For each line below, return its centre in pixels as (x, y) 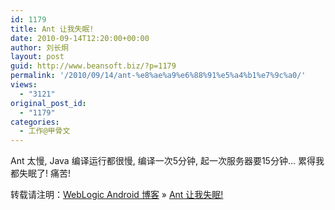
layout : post (37, 57)
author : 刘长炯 (39, 47)
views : (24, 85)
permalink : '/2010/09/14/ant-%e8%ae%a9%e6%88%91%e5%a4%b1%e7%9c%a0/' (158, 76)
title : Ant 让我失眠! (52, 29)
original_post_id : (48, 103)
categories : (35, 122)
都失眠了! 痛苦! (40, 173)
